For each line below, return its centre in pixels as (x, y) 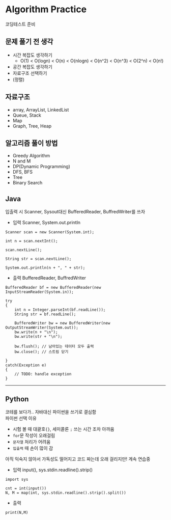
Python (17, 399)
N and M (22, 161)
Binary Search (27, 183)
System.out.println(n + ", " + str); (45, 268)
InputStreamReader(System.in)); (39, 292)
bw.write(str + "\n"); (38, 337)
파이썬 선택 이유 (21, 418)
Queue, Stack (27, 115)
